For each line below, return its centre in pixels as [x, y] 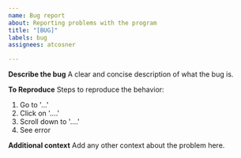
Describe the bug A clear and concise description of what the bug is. [121, 74]
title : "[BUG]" [33, 30]
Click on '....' [40, 113]
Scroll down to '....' [50, 122]
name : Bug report [37, 15]
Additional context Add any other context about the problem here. [117, 145]
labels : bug [28, 38]
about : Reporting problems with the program [83, 23]
